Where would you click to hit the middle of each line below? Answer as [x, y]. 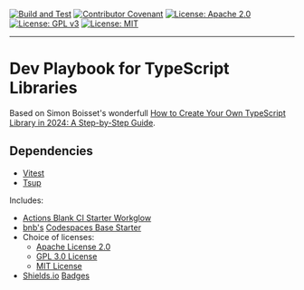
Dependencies [51, 151]
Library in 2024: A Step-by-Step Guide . [82, 122]
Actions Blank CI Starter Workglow [87, 217]
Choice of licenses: [58, 237]
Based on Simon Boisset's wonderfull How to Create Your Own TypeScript [148, 112]
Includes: [26, 200]
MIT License [59, 266]
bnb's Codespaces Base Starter [82, 227]
